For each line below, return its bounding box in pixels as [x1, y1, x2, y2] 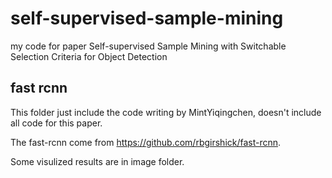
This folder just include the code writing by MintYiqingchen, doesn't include [10, 106, 322, 118]
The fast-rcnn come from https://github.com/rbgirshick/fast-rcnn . [10, 136, 282, 148]
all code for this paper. [10, 117, 103, 129]
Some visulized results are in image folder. [10, 155, 185, 167]
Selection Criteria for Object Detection [10, 50, 168, 62]
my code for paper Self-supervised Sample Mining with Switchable [10, 40, 287, 52]
